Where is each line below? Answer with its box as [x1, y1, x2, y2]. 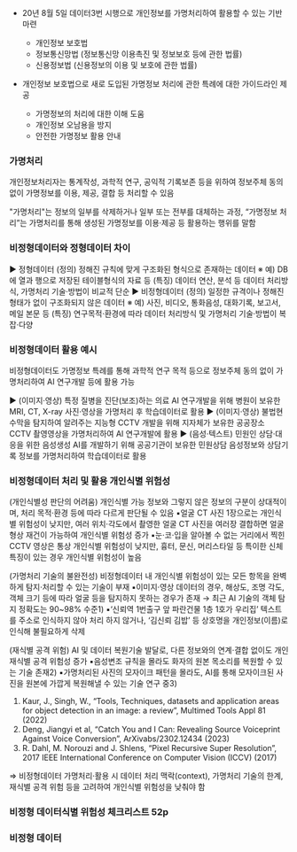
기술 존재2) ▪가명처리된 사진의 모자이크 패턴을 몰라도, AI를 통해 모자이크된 [18, 667, 275, 678]
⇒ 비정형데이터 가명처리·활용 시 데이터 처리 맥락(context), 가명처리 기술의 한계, [9, 771, 284, 781]
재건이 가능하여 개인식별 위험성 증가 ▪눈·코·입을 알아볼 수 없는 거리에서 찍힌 [25, 530, 285, 540]
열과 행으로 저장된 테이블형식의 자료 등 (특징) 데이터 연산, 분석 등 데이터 [18, 275, 265, 285]
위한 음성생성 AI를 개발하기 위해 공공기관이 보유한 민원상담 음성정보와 [25, 439, 266, 450]
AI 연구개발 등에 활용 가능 [47, 376, 136, 387]
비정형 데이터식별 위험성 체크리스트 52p [9, 806, 169, 818]
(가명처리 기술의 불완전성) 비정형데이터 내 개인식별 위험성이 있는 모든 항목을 [9, 570, 270, 582]
